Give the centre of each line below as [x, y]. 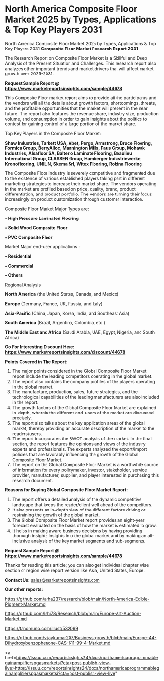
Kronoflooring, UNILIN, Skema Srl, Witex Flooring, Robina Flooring [73, 164]
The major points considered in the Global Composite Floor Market [79, 371]
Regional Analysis [23, 285]
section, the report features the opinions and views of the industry [79, 444]
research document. [33, 480]
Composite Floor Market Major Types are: [47, 209]
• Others [14, 275]
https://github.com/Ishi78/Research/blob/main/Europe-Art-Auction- [73, 613]
